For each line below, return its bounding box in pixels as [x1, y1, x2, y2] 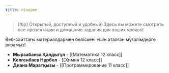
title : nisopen [5, 7, 38, 13]
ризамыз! [5, 41, 26, 48]
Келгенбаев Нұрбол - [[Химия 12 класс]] [12, 56, 102, 63]
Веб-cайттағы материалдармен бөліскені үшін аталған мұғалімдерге [5, 36, 156, 42]
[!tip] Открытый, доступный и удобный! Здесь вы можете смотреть [17, 21, 164, 27]
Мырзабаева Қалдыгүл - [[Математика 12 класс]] [12, 51, 123, 57]
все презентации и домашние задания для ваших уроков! [17, 26, 144, 33]
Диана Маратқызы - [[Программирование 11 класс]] [12, 62, 129, 68]
